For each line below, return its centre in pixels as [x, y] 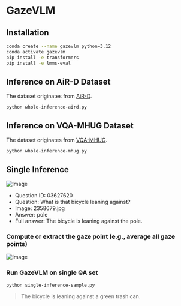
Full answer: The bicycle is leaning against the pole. [79, 221]
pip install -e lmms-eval [38, 63]
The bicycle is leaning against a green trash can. [81, 296]
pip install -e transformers [43, 58]
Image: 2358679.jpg [40, 208]
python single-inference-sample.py [51, 285]
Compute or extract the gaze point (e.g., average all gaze [91, 236]
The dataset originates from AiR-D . [49, 96]
